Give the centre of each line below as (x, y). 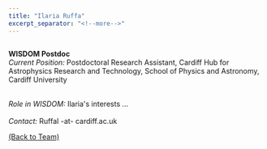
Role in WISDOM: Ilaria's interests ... (69, 104)
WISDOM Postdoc (39, 53)
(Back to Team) (34, 136)
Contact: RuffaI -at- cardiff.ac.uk (63, 121)
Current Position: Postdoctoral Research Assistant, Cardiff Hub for (119, 62)
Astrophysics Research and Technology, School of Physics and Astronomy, (134, 70)
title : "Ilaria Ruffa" (47, 16)
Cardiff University (38, 79)
